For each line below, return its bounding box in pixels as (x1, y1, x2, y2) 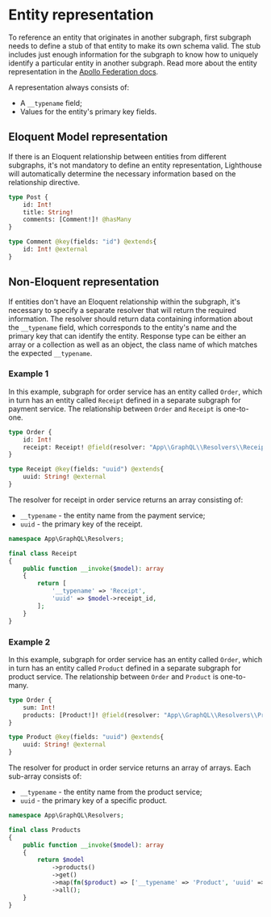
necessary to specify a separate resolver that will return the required (8, 305, 236, 315)
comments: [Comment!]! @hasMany (23, 216, 131, 224)
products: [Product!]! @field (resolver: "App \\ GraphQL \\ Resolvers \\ (23, 711, 258, 719)
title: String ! (23, 208, 74, 216)
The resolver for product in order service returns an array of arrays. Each (8, 763, 252, 773)
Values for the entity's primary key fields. (19, 107, 157, 116)
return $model (37, 856, 85, 864)
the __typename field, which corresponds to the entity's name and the (8, 322, 237, 332)
